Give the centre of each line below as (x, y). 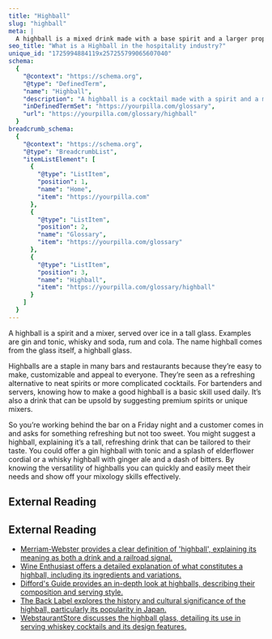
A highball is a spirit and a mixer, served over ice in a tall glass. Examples (130, 332)
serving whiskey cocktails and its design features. (103, 626)
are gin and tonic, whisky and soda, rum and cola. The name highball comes (136, 341)
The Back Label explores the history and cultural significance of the (133, 600)
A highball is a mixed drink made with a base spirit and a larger (132, 39)
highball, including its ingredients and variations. (101, 575)
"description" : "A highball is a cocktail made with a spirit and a (141, 99)
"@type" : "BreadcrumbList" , (70, 152)
